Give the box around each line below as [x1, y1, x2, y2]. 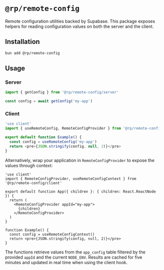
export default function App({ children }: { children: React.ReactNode [5, 189, 156, 194]
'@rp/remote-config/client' [5, 180, 62, 185]
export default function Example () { [5, 135, 82, 140]
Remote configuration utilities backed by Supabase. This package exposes [5, 18, 155, 24]
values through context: [5, 162, 53, 168]
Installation [5, 38, 40, 46]
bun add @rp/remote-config [5, 50, 60, 55]
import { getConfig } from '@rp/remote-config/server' [5, 90, 119, 95]
